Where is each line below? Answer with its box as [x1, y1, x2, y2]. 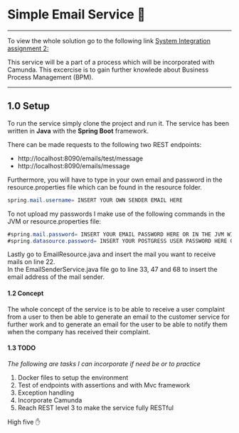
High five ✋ [7, 417, 41, 426]
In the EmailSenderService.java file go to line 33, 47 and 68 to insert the [7, 265, 218, 274]
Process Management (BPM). [7, 72, 94, 81]
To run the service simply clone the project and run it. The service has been [7, 119, 230, 127]
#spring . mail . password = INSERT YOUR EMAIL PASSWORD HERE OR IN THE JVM [7, 231, 224, 238]
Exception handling [17, 388, 75, 397]
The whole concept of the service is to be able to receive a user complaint [7, 305, 225, 313]
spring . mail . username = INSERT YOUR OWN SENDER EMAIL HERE [7, 197, 183, 204]
